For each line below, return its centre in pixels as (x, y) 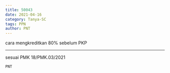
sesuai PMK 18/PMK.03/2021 (35, 57)
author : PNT (18, 29)
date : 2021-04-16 (24, 15)
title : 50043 (19, 10)
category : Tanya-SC (26, 19)
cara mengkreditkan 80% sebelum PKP (46, 43)
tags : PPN (16, 24)
